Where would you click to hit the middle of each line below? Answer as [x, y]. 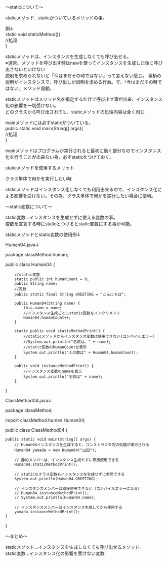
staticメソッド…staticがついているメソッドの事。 [56, 18]
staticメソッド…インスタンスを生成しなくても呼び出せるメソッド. [73, 547]
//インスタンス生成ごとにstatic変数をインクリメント [72, 313]
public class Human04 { [30, 264]
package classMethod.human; [37, 255]
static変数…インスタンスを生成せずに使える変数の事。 [61, 217]
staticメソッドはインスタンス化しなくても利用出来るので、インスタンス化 [81, 189]
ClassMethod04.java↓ [29, 401]
